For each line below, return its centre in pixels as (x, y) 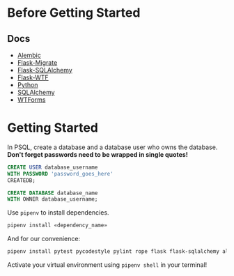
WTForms (31, 100)
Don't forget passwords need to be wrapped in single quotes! (97, 154)
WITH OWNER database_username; (53, 199)
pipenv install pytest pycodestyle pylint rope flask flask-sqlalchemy (113, 252)
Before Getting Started (74, 13)
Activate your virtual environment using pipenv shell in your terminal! (107, 265)
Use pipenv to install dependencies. (58, 213)
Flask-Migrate (37, 63)
